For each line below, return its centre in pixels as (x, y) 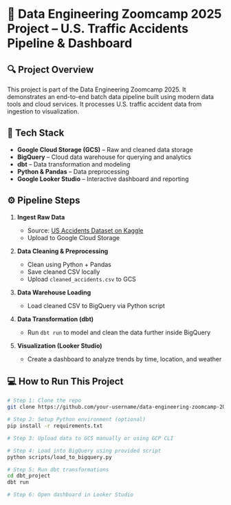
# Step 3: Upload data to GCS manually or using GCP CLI (90, 438)
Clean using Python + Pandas (69, 264)
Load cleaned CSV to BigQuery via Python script (96, 305)
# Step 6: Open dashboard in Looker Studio (70, 495)
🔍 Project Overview (51, 69)
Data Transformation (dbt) (55, 319)
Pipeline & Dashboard (70, 43)
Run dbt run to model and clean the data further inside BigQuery (119, 332)
